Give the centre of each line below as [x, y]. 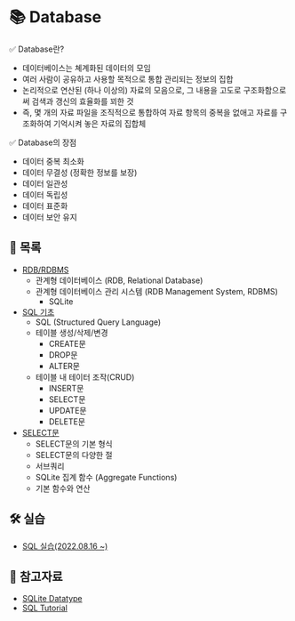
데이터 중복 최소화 [53, 161]
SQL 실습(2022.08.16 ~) [65, 546]
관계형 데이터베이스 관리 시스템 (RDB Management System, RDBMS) [156, 291]
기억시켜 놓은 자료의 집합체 [100, 123]
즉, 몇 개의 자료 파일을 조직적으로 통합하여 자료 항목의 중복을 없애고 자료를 [150, 112]
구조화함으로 [265, 90]
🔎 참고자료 [36, 576]
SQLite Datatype [52, 599]
